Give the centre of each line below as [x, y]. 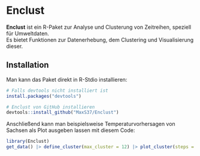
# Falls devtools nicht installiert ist [57, 91]
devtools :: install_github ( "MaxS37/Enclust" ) [63, 112]
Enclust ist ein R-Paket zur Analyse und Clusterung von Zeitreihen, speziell [99, 27]
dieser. [15, 46]
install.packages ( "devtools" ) [44, 96]
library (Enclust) [28, 142]
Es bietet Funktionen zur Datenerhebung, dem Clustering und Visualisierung [100, 40]
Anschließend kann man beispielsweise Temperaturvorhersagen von [91, 124]
